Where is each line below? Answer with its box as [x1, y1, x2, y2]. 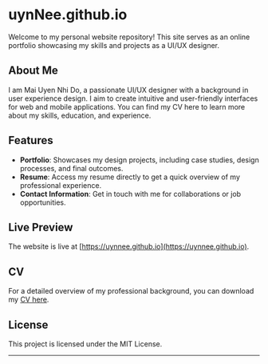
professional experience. [19, 180, 102, 190]
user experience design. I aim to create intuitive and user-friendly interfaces [8, 94, 258, 103]
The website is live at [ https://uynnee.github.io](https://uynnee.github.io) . [8, 242, 250, 251]
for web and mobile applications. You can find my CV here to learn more [8, 102, 246, 111]
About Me [8, 64, 58, 78]
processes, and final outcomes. [19, 163, 124, 173]
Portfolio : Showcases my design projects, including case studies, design [19, 154, 259, 165]
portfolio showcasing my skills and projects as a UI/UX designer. [8, 40, 220, 50]
